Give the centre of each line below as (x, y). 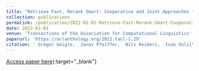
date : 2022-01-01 (28, 28)
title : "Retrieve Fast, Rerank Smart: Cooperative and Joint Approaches (98, 12)
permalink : (20, 22)
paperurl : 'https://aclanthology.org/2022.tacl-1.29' (74, 39)
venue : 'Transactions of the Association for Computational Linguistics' (99, 34)
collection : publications (38, 17)
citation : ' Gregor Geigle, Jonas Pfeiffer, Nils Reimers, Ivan (91, 45)
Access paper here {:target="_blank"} (52, 61)
